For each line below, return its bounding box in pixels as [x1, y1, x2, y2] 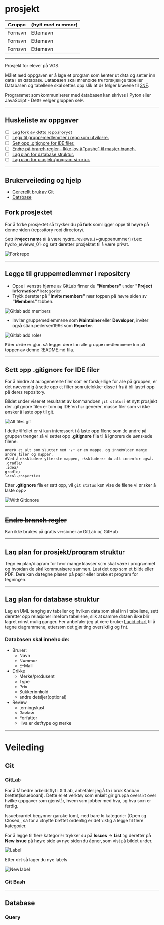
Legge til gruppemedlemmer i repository [5, 270, 131, 278]
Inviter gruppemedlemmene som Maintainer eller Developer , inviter [12, 317, 149, 323]
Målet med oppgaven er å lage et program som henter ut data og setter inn [5, 72, 155, 78]
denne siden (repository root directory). [5, 227, 85, 233]
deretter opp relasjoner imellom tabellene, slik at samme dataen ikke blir [5, 613, 150, 619]
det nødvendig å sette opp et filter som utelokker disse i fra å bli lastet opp [5, 384, 155, 390]
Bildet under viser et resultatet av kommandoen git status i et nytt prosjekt [5, 398, 157, 404]
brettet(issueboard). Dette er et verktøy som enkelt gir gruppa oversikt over [5, 793, 157, 798]
